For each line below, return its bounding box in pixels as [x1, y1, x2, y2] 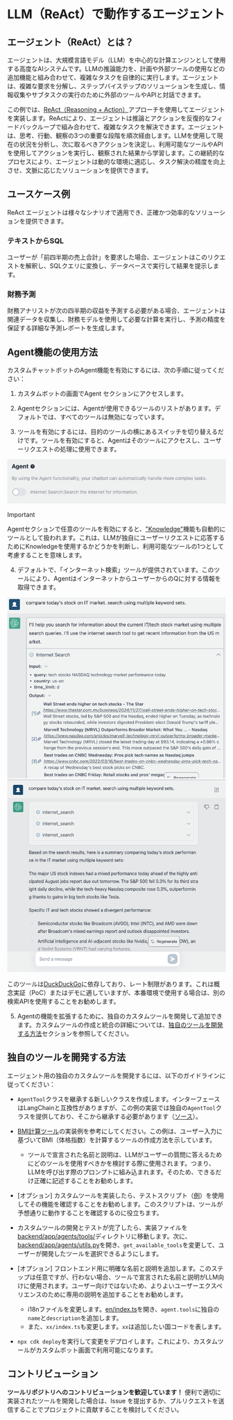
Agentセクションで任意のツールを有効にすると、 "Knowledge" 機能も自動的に [7, 525, 226, 534]
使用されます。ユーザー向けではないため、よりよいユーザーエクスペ [29, 1281, 223, 1289]
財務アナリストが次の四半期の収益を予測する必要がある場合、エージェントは [7, 306, 226, 315]
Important [7, 511, 35, 519]
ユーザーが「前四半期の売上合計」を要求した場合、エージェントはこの [7, 253, 208, 261]
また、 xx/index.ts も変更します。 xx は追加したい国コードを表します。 [27, 1322, 225, 1330]
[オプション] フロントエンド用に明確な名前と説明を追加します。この [17, 1264, 212, 1272]
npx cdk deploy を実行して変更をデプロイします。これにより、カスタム [17, 1337, 218, 1345]
